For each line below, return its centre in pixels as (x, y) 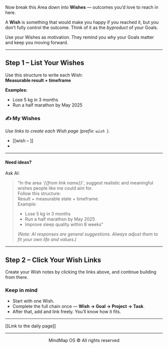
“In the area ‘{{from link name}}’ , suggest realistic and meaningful (85, 183)
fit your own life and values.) (47, 239)
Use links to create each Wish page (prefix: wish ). (57, 131)
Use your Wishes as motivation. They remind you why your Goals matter (79, 37)
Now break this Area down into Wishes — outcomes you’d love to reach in (82, 7)
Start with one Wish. (33, 301)
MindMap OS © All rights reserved (84, 340)
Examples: (16, 90)
